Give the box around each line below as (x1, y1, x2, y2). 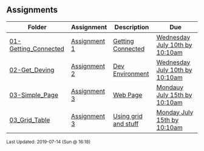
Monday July (156, 108, 194, 116)
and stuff (113, 119, 139, 128)
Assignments (6, 5, 58, 15)
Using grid (113, 112, 143, 120)
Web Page (113, 90, 143, 99)
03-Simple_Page (9, 90, 59, 99)
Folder (27, 22, 47, 31)
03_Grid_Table (9, 115, 50, 124)
